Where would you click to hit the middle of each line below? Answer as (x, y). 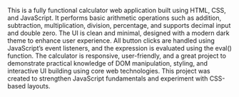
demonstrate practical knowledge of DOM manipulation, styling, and (108, 63)
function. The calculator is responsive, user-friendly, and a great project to (117, 56)
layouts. (39, 86)
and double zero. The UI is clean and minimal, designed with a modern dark (118, 33)
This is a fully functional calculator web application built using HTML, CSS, (117, 10)
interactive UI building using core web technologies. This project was (109, 71)
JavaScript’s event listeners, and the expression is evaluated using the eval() (119, 48)
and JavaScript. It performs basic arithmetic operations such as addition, (115, 18)
